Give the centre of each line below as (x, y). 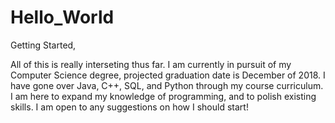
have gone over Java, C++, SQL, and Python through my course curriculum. (167, 85)
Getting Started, (43, 45)
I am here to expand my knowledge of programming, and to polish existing (163, 96)
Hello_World (62, 17)
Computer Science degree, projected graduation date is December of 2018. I (168, 75)
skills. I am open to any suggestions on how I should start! (129, 107)
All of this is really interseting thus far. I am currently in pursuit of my (151, 64)
